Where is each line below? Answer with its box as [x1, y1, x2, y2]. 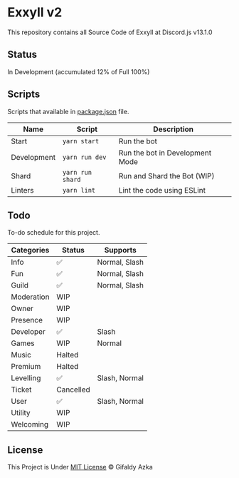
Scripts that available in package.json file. [7, 107, 129, 116]
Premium [11, 362, 41, 372]
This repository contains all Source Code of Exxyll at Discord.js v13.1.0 [7, 28, 213, 36]
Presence [11, 315, 43, 325]
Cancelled [56, 385, 90, 395]
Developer [11, 327, 46, 337]
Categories [11, 245, 50, 255]
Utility [11, 408, 31, 418]
